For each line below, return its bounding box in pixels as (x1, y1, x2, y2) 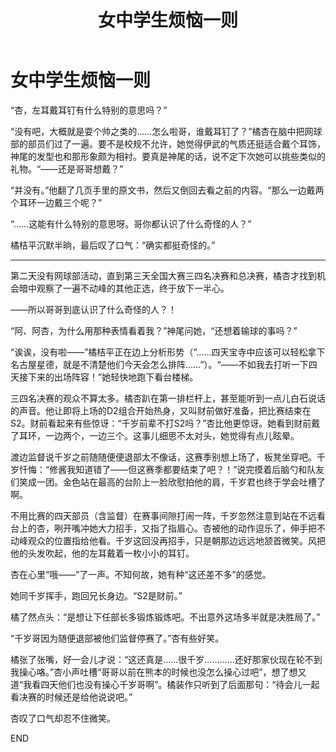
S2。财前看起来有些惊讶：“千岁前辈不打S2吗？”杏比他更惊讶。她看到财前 (10, 417, 312, 429)
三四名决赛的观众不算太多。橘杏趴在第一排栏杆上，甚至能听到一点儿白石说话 (10, 392, 326, 404)
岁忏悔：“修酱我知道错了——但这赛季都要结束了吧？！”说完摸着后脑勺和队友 (10, 463, 325, 475)
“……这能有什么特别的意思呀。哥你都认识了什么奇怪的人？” (10, 217, 252, 230)
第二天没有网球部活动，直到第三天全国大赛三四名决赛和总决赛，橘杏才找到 (10, 269, 317, 281)
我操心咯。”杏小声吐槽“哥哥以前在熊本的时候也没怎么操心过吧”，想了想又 (10, 666, 307, 678)
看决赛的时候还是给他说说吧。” (10, 691, 133, 703)
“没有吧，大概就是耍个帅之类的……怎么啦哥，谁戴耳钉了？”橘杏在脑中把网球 (10, 125, 323, 137)
